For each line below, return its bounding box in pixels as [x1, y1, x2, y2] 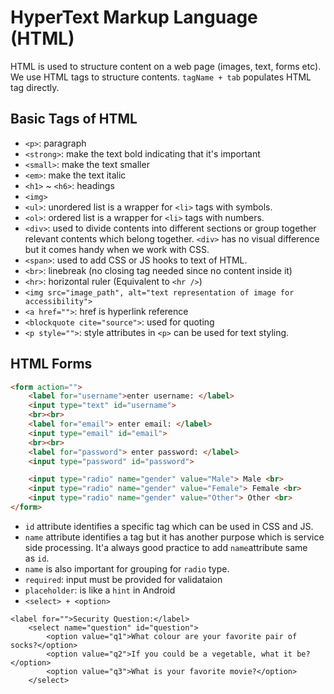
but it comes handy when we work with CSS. [24, 243, 210, 255]
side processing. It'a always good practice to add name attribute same [24, 541, 308, 553]
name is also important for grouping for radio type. [24, 562, 230, 575]
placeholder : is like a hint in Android [24, 584, 176, 596]
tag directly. [10, 81, 60, 93]
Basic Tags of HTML [10, 111, 138, 128]
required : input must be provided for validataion [24, 573, 223, 585]
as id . [24, 552, 50, 564]
